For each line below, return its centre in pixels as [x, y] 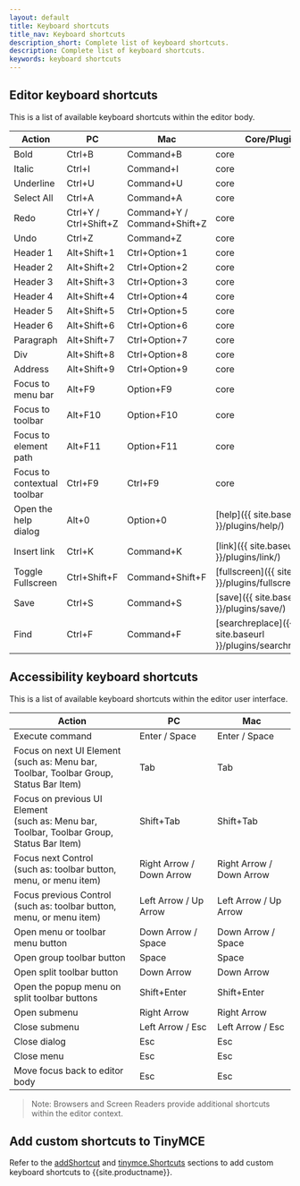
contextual [36, 482]
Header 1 [33, 252]
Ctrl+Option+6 [157, 325]
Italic [24, 168]
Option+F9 [149, 388]
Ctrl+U [81, 183]
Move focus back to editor [69, 1071]
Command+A [154, 198]
